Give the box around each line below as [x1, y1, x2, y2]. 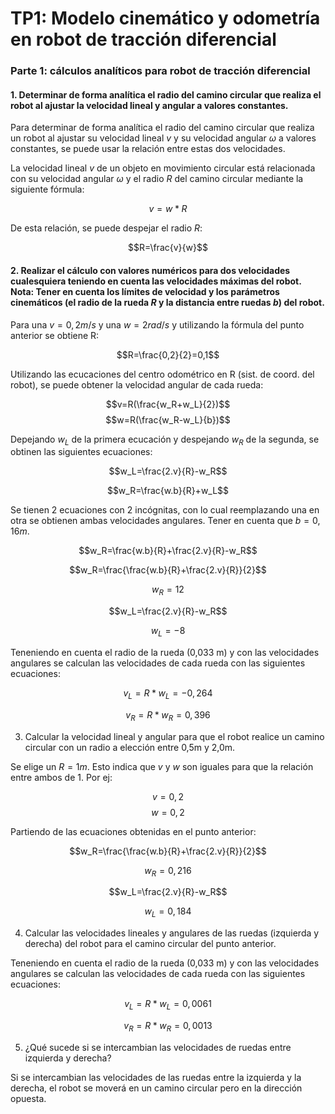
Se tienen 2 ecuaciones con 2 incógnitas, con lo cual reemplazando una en [10, 504, 320, 516]
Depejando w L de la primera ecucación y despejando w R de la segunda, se [10, 433, 320, 447]
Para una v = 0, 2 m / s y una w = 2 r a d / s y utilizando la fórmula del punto [10, 318, 305, 331]
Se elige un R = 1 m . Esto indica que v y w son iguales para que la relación [10, 760, 314, 772]
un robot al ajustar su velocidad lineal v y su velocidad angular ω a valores [10, 132, 317, 144]
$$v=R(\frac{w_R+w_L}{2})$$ [105, 398, 231, 410]
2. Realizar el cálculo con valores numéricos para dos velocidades [10, 264, 291, 276]
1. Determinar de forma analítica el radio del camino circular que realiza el [10, 88, 322, 101]
